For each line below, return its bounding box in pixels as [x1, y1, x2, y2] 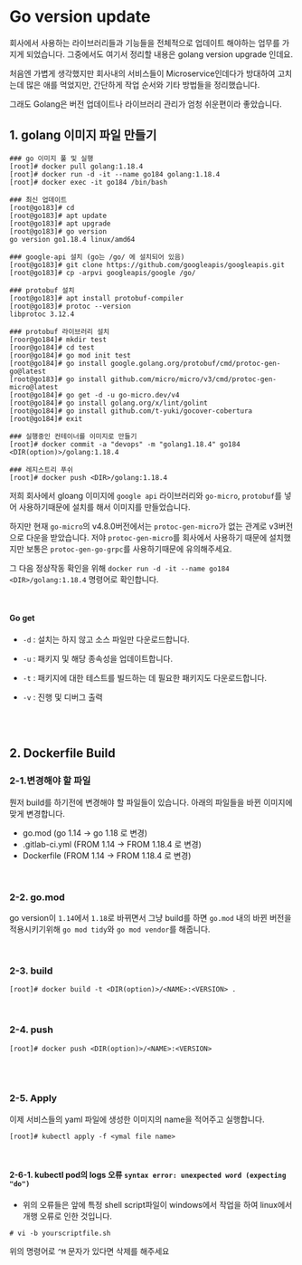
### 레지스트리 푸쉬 [9, 465, 74, 474]
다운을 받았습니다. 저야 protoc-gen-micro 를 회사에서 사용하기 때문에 [25, 532, 268, 542]
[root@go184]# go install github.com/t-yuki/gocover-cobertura [9, 406, 253, 416]
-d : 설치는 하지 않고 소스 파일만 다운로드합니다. [22, 634, 190, 645]
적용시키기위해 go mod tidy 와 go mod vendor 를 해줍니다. [9, 924, 211, 934]
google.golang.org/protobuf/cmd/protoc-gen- [109, 359, 281, 368]
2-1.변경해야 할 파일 [9, 774, 91, 787]
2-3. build [9, 964, 53, 977]
